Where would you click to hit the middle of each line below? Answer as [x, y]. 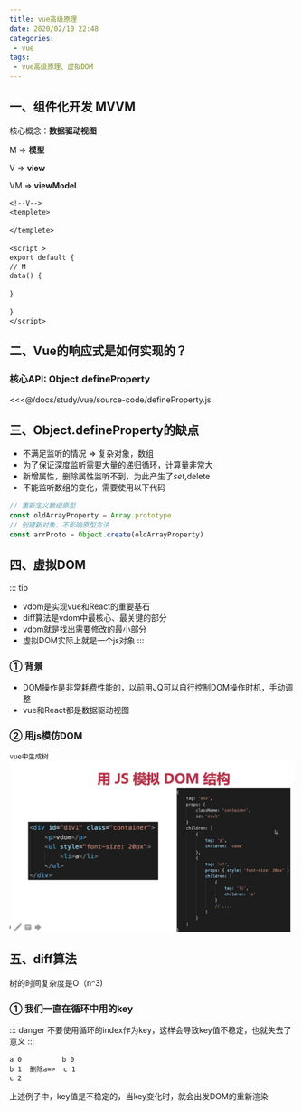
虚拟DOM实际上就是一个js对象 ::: [83, 640]
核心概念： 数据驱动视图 [53, 130]
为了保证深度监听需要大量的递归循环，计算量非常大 [118, 465]
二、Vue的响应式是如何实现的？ [99, 351]
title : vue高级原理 [43, 19]
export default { [42, 257]
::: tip [19, 587]
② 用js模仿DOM [46, 736]
